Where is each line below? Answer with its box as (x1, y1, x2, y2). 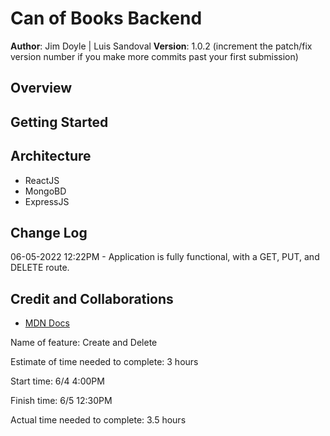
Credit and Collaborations (10, 290, 174, 307)
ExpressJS (24, 195, 70, 207)
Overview (10, 80, 73, 97)
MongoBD (24, 185, 67, 197)
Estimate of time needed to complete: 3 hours (10, 356, 199, 368)
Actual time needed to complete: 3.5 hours (10, 414, 187, 426)
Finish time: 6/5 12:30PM (10, 395, 113, 407)
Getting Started (10, 113, 109, 131)
